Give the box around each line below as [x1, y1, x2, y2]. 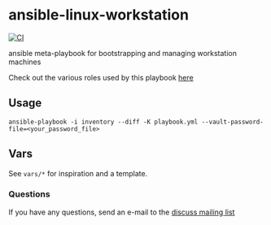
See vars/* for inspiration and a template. [8, 168, 148, 178]
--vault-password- [201, 118, 264, 126]
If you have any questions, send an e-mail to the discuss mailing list [8, 207, 235, 217]
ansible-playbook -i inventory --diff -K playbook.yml [8, 118, 199, 126]
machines [8, 57, 42, 67]
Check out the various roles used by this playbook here [8, 72, 194, 82]
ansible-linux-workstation [8, 6, 190, 24]
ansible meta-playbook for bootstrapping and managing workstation [8, 48, 238, 58]
